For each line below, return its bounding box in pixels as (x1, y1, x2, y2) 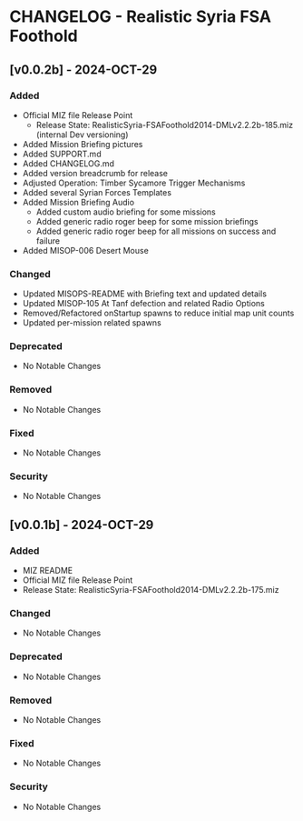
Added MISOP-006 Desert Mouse (22, 245, 150, 255)
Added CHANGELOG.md (22, 157, 115, 169)
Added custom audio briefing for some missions (35, 206, 216, 217)
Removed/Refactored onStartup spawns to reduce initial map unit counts (22, 307, 295, 319)
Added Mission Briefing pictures (22, 138, 143, 149)
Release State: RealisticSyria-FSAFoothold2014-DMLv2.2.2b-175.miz (22, 585, 279, 596)
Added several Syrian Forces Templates (22, 186, 172, 197)
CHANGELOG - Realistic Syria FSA (9, 6, 272, 27)
